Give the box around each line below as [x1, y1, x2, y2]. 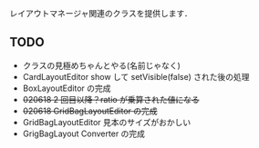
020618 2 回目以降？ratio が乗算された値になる [22, 94, 200, 104]
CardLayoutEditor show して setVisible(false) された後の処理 [22, 71, 250, 82]
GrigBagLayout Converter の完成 [22, 128, 146, 139]
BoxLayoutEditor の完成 [22, 83, 111, 94]
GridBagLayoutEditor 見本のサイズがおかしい [22, 116, 192, 127]
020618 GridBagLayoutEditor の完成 [22, 105, 158, 116]
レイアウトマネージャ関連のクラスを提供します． [9, 8, 193, 18]
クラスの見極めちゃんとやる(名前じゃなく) [22, 60, 181, 71]
